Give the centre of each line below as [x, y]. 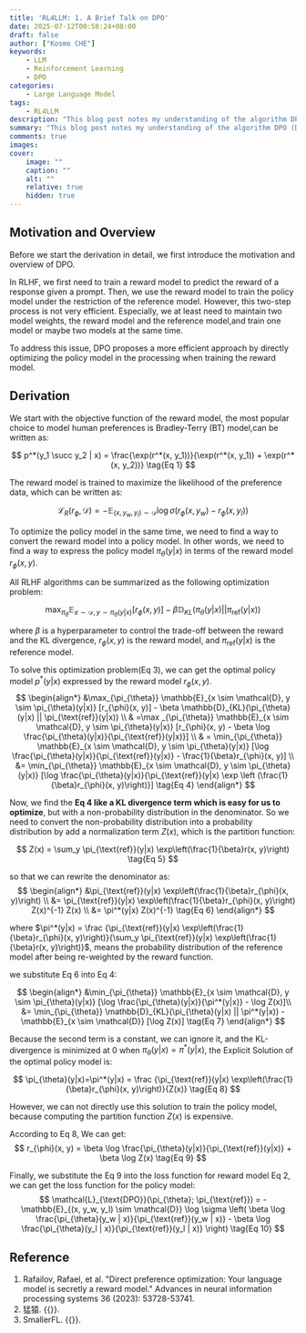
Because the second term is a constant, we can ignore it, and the [131, 1039]
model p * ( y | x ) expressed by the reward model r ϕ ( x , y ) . [111, 682]
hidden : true [51, 196]
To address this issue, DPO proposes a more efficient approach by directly [149, 348]
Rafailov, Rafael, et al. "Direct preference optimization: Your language [152, 1279]
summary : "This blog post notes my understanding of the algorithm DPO [148, 128]
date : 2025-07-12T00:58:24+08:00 [73, 26]
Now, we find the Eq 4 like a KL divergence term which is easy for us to [145, 802]
